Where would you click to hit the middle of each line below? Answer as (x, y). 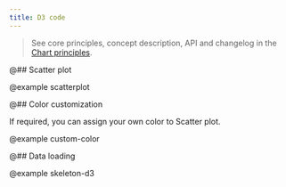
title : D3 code (37, 17)
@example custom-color (54, 138)
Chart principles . (61, 52)
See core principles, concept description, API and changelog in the (154, 43)
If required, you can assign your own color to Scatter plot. (115, 121)
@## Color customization (56, 104)
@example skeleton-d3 (52, 173)
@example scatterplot (50, 86)
